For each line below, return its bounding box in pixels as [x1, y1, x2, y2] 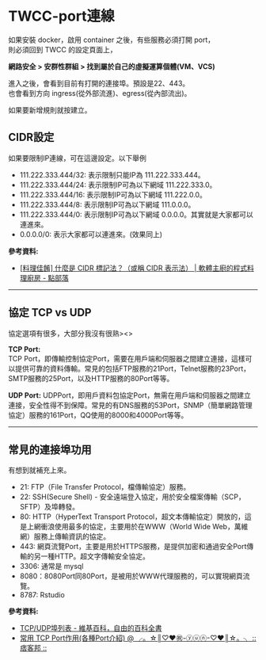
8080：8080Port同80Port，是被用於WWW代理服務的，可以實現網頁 [19, 571, 243, 581]
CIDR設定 [8, 131, 55, 144]
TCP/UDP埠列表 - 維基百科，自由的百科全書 [19, 624, 162, 633]
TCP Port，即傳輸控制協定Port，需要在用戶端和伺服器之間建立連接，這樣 [8, 353, 245, 363]
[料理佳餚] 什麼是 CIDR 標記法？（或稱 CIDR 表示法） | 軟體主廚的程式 [19, 263, 248, 273]
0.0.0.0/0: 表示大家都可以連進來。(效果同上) [19, 229, 163, 238]
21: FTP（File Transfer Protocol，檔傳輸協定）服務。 [19, 483, 191, 492]
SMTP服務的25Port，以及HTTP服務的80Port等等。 [8, 373, 174, 383]
